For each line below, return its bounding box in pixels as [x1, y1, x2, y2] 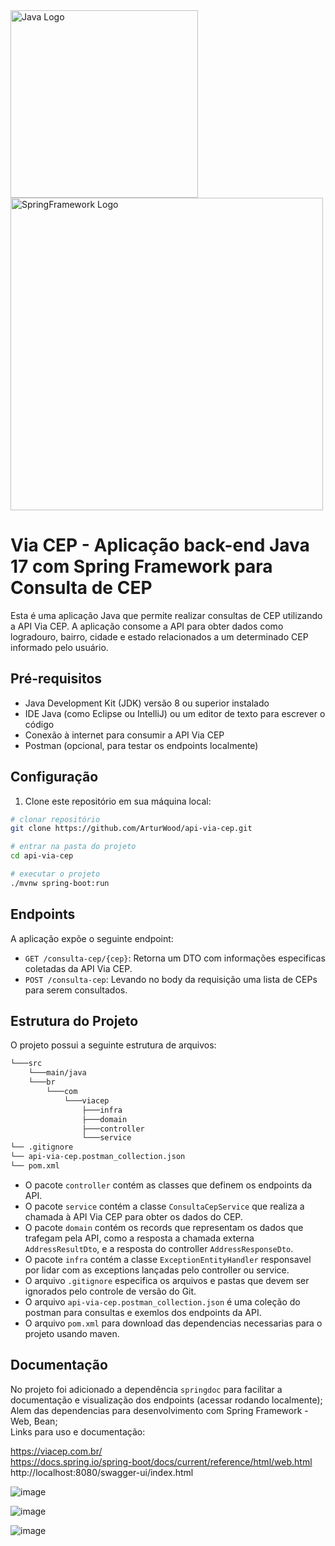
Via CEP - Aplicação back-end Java [10, 534, 310, 557]
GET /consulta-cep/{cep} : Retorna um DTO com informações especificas [24, 952, 326, 964]
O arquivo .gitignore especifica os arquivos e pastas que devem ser [24, 1274, 310, 1286]
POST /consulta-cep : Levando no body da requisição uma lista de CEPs [24, 973, 318, 985]
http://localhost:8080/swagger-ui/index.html [10, 1466, 194, 1478]
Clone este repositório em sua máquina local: [24, 795, 212, 807]
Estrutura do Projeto [10, 1013, 139, 1030]
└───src [10, 1059, 43, 1069]
